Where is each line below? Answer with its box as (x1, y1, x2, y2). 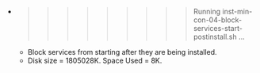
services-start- (193, 24, 243, 33)
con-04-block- (193, 15, 243, 25)
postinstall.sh (193, 32, 237, 41)
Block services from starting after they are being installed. (27, 48, 217, 56)
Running (193, 7, 221, 16)
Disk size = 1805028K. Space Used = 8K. (27, 56, 162, 65)
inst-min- (221, 7, 253, 16)
